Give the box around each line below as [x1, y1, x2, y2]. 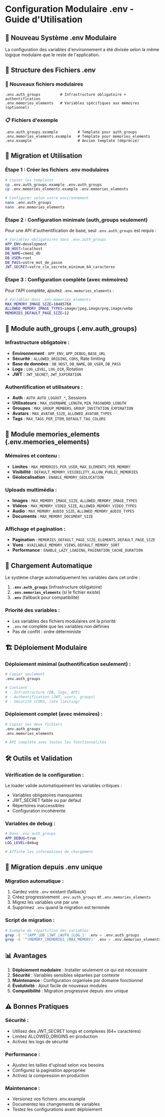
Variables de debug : [5, 820, 55, 827]
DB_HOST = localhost [5, 246, 43, 251]
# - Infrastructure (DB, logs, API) [5, 690, 80, 695]
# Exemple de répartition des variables [5, 928, 89, 933]
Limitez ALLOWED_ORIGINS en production [12, 1033, 98, 1039]
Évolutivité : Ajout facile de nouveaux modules [12, 983, 107, 988]
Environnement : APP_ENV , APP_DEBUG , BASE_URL [12, 350, 106, 356]
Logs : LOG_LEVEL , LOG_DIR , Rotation [12, 366, 83, 372]
